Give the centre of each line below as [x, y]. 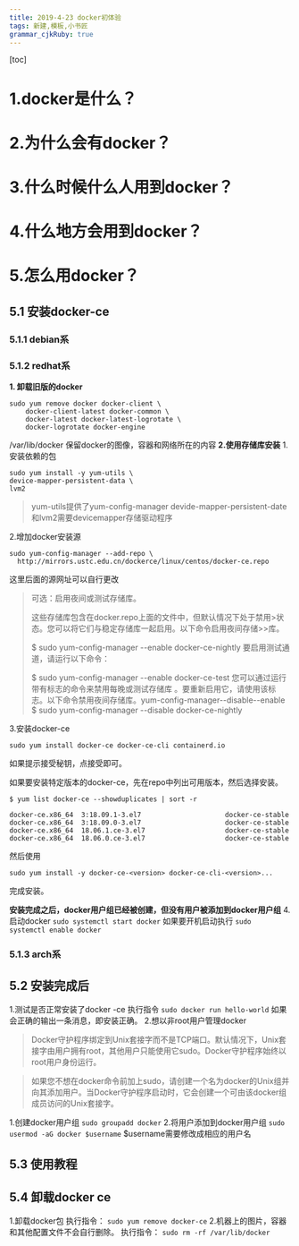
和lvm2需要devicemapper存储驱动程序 [102, 517]
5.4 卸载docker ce [60, 1197]
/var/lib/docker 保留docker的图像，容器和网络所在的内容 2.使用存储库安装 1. [149, 445]
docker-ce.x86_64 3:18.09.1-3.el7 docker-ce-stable [149, 815]
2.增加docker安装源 [46, 536]
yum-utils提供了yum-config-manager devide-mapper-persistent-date [159, 506]
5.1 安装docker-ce [59, 311]
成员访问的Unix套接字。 [75, 1103]
